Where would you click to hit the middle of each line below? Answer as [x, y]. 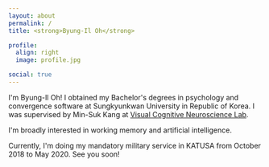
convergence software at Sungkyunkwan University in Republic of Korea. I [132, 106]
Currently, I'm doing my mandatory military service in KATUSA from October [135, 145]
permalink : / [30, 23]
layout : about [32, 16]
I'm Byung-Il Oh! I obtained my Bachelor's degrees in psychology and [124, 97]
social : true [30, 75]
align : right [37, 53]
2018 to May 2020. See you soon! [64, 154]
